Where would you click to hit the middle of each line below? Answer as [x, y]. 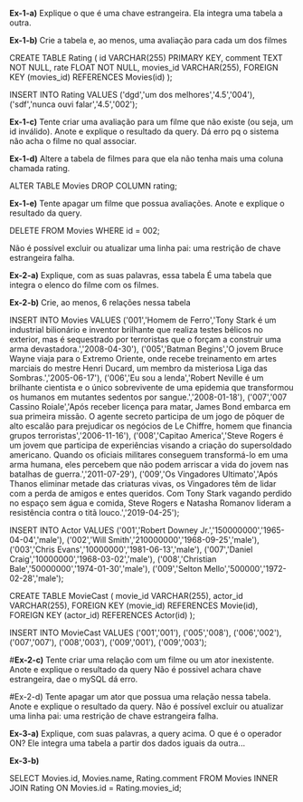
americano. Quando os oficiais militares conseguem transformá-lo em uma [149, 455]
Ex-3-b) [24, 761]
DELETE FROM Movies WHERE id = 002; [85, 231]
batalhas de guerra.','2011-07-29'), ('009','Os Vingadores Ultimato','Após [144, 474]
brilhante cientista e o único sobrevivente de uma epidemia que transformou [151, 387]
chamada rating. [40, 168]
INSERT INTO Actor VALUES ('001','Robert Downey [104, 530]
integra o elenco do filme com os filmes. [84, 285]
